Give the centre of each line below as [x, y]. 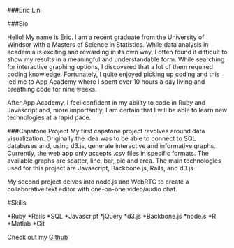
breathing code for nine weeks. [52, 89]
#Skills [17, 203]
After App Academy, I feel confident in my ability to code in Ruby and [107, 103]
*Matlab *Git [26, 224]
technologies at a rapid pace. [49, 117]
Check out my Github [38, 237]
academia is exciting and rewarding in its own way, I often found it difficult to [117, 52]
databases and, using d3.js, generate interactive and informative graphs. [112, 146]
